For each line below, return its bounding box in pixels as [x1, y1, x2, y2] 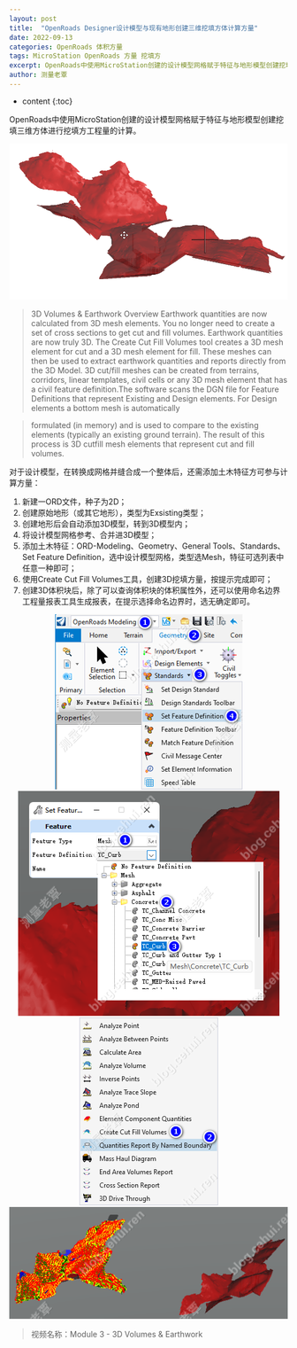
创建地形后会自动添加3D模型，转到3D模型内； [21, 518, 191, 529]
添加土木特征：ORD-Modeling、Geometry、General [21, 541, 211, 551]
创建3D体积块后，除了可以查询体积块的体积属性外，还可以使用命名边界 [21, 585, 281, 596]
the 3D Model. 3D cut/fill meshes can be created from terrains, [30, 365, 260, 376]
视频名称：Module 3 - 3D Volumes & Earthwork [30, 1329, 203, 1339]
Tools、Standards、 [212, 541, 286, 551]
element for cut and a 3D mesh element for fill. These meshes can [30, 347, 272, 357]
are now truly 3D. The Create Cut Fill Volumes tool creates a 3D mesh [30, 337, 284, 347]
